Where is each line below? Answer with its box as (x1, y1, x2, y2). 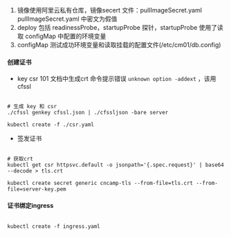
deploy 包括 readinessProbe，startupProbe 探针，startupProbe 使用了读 (17, 24, 223, 31)
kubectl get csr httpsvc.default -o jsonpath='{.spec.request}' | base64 (7, 161, 225, 168)
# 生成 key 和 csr (7, 103, 57, 110)
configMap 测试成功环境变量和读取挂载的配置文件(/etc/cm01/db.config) (17, 41, 221, 49)
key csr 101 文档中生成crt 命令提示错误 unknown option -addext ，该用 (17, 75, 216, 83)
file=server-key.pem (7, 186, 67, 193)
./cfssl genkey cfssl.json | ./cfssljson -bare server (7, 109, 169, 116)
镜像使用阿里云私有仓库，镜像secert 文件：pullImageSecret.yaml (17, 6, 203, 14)
